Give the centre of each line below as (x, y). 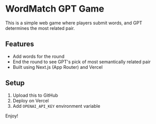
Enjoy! (12, 116)
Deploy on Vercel (31, 100)
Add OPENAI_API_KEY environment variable (56, 106)
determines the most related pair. (40, 28)
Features (20, 44)
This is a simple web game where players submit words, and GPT (74, 23)
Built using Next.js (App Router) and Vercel (58, 67)
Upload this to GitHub (35, 95)
